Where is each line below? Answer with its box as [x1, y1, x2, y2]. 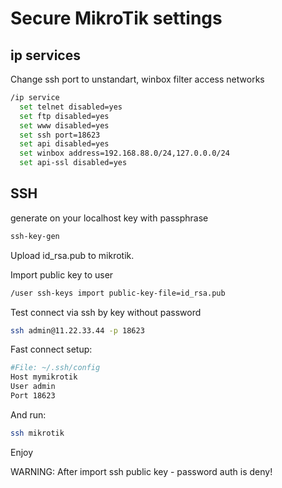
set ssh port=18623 [19, 130, 101, 140]
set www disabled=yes [19, 120, 110, 131]
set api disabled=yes [19, 139, 110, 149]
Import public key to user [10, 268, 114, 281]
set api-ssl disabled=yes [19, 158, 128, 168]
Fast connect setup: [10, 343, 93, 356]
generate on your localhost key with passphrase [10, 212, 209, 224]
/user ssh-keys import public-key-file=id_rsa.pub [10, 288, 226, 298]
